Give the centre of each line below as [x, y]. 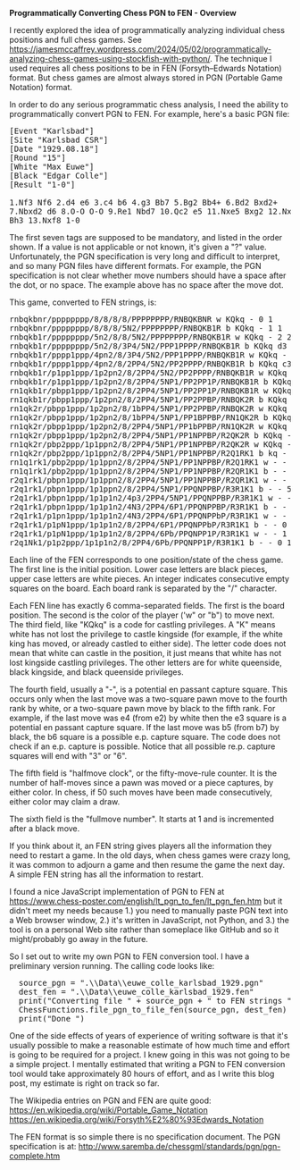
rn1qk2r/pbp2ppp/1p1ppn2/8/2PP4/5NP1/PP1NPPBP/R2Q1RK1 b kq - [148, 454]
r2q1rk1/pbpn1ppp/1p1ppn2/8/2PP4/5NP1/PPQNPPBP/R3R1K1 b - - [146, 489]
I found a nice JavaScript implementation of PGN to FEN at [117, 892]
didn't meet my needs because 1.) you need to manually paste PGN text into [149, 910]
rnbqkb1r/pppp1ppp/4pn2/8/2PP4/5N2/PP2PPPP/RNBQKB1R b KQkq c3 [150, 364]
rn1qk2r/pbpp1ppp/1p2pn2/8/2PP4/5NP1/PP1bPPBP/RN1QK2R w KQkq [148, 427]
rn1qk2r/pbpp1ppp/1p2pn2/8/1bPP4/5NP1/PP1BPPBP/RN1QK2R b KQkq [150, 418]
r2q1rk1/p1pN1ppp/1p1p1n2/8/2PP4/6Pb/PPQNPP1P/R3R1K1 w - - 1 [148, 534]
